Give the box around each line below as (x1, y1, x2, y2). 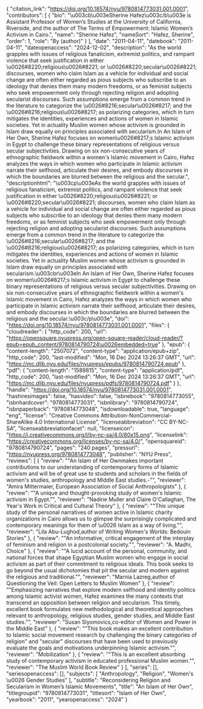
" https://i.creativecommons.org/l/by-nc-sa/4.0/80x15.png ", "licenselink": (6, 431, 188, 438)
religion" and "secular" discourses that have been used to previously (6, 638, 178, 645)
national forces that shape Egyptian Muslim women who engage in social (6, 554, 188, 561)
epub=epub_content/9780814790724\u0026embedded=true (6, 341, 158, 348)
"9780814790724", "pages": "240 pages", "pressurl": (6, 444, 139, 451)
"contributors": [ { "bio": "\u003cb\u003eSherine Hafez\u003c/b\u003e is (6, 12, 191, 19)
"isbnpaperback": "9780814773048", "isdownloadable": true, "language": (6, 405, 190, 413)
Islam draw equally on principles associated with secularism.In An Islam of (6, 128, 192, 135)
